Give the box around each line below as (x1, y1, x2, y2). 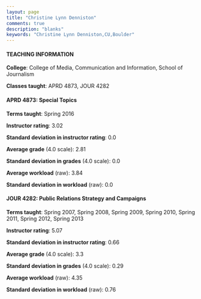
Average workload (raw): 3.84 (6, 169, 83, 176)
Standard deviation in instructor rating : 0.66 (6, 239, 120, 246)
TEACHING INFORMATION (6, 50, 74, 58)
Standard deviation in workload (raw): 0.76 (6, 286, 116, 293)
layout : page (6, 9, 40, 15)
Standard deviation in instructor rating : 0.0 (6, 134, 117, 141)
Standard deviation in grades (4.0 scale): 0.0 (6, 157, 121, 165)
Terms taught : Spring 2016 (6, 110, 74, 117)
